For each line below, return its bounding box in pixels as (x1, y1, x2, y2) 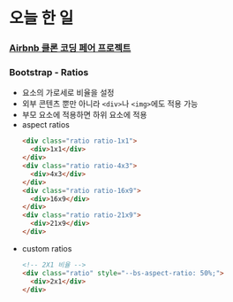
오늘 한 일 (9, 8, 74, 28)
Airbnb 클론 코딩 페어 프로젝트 (9, 42, 132, 54)
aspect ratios (21, 120, 71, 130)
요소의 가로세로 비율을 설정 (21, 88, 115, 98)
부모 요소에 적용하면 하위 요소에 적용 (21, 110, 147, 120)
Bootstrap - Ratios (9, 66, 89, 79)
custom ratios (21, 243, 72, 253)
